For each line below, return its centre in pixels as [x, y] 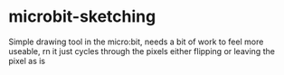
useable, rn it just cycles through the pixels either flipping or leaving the [142, 51]
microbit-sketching [82, 17]
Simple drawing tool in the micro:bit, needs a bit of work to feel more [136, 42]
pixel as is [27, 61]
